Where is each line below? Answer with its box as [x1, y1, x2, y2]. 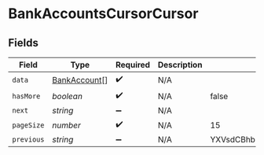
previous [12, 135, 45, 144]
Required [115, 60, 151, 70]
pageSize [12, 120, 45, 130]
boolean [52, 90, 82, 101]
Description [157, 60, 203, 70]
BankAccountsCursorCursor [8, 5, 199, 23]
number [52, 120, 81, 131]
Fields [8, 36, 39, 50]
